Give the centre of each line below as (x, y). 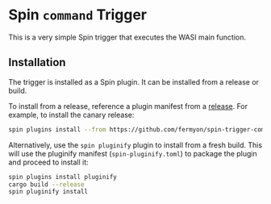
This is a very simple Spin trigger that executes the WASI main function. (127, 37)
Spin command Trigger (78, 15)
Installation (37, 62)
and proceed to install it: (48, 162)
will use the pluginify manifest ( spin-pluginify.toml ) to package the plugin (133, 153)
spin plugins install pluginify (63, 177)
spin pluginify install (48, 192)
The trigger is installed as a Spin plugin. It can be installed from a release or (134, 81)
